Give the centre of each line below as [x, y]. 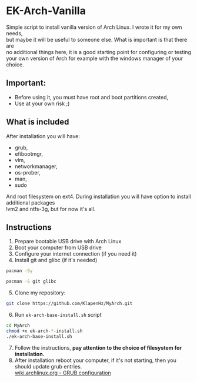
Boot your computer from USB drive [58, 247]
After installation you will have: [43, 136]
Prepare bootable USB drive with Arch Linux [68, 242]
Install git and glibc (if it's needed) [56, 260]
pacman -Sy [19, 271]
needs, [14, 33]
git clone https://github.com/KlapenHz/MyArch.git [69, 304]
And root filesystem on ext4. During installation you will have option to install [98, 196]
